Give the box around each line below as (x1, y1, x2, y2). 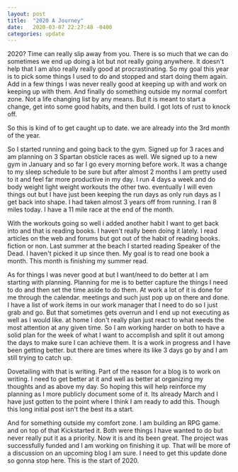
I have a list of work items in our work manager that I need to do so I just (7, 301, 218, 309)
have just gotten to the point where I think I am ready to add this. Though (7, 397, 220, 406)
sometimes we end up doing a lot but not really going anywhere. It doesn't (7, 57, 225, 66)
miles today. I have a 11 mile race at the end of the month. (7, 205, 175, 214)
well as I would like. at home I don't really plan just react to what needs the (7, 316, 225, 324)
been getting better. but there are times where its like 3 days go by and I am (7, 346, 228, 355)
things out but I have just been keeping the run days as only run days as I (7, 190, 221, 199)
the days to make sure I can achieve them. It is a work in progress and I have (7, 339, 231, 347)
